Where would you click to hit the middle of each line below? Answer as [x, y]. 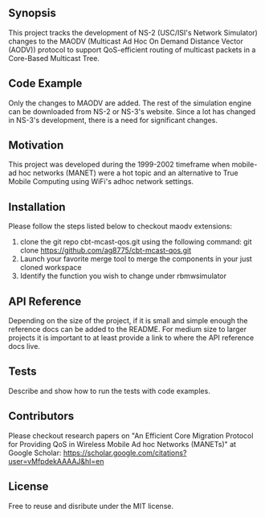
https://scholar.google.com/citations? [125, 453]
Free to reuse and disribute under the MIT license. [91, 506]
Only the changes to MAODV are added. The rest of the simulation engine [130, 103]
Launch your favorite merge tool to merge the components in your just [136, 259]
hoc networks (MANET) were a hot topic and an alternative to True [128, 173]
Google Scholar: [35, 453]
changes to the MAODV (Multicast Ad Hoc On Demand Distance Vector [126, 41]
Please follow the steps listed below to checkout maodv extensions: [120, 226]
